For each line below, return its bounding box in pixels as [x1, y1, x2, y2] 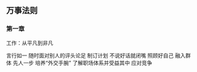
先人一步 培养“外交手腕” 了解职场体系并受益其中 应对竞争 [12, 59, 153, 66]
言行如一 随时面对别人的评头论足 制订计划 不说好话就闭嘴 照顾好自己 [6, 52, 174, 59]
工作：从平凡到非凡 [6, 39, 54, 46]
